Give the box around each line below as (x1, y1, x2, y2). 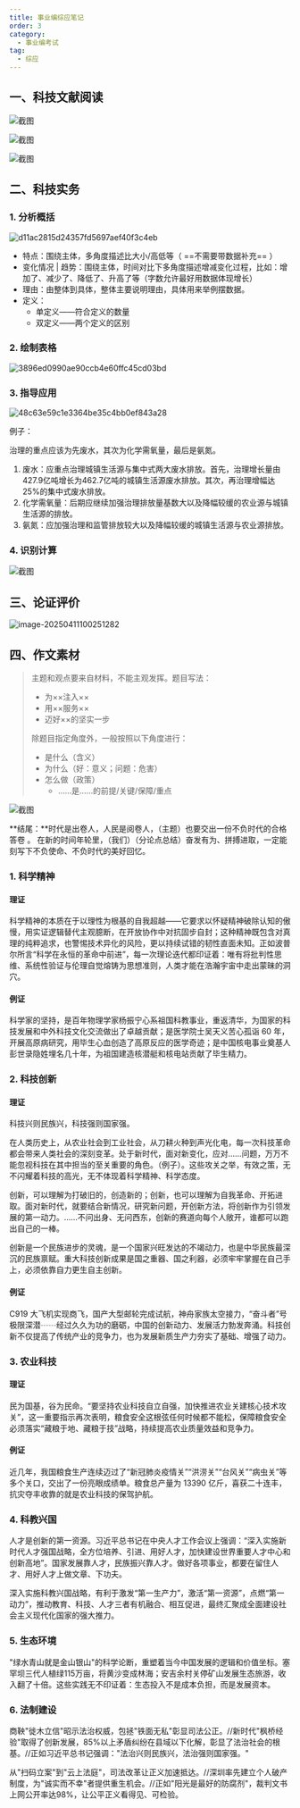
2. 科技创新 (9, 1073, 57, 1085)
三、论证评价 (9, 595, 80, 610)
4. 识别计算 (9, 544, 57, 557)
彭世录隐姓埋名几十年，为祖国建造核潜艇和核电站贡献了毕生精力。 (9, 1049, 252, 1059)
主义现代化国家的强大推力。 (16, 1610, 119, 1621)
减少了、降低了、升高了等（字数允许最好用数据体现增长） (46, 272, 257, 283)
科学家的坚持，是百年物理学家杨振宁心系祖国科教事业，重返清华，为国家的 (9, 1015, 283, 1025)
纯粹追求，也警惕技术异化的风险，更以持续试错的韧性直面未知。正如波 (24, 938, 283, 949)
